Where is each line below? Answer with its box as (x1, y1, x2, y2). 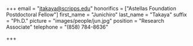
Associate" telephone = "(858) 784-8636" (6, 23, 109, 30)
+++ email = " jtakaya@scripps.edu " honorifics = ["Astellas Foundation (6, 5, 177, 12)
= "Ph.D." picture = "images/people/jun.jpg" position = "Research (6, 17, 165, 24)
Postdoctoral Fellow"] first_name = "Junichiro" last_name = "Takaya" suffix (6, 11, 187, 18)
